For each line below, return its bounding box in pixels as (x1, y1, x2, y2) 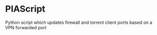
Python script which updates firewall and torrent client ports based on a (5, 19, 153, 25)
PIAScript (5, 3, 46, 15)
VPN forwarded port (5, 24, 47, 30)
